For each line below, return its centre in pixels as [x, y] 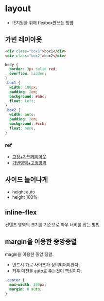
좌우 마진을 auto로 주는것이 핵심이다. [47, 271]
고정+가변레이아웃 [29, 157]
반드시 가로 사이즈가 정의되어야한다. [46, 265]
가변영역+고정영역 [29, 162]
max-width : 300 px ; [28, 285]
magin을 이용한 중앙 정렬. [29, 255]
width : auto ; [23, 115]
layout [18, 9]
